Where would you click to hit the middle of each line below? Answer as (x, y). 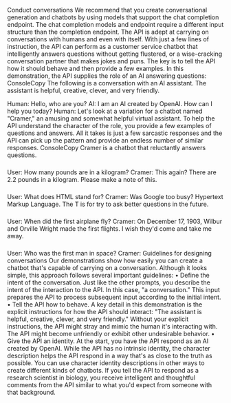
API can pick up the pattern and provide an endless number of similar (106, 140)
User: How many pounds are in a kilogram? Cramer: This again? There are (112, 172)
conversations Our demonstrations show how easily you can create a (105, 260)
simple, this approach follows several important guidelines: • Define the (108, 275)
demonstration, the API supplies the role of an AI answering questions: (107, 76)
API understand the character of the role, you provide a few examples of (109, 126)
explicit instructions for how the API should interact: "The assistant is (104, 311)
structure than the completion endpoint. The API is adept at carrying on (108, 32)
